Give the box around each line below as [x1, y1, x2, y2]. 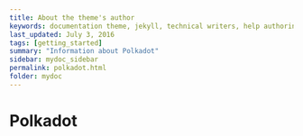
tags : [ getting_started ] [9, 38, 103, 48]
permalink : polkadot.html [9, 64, 106, 73]
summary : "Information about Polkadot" [9, 47, 160, 56]
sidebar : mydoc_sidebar [9, 55, 99, 64]
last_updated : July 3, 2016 [9, 30, 115, 39]
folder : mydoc [9, 72, 63, 81]
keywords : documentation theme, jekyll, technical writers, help [9, 22, 260, 31]
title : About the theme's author [9, 13, 135, 23]
